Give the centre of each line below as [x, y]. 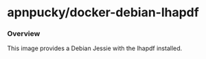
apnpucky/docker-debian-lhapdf [103, 13]
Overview [24, 34]
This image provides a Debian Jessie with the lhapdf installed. [95, 48]
